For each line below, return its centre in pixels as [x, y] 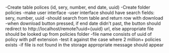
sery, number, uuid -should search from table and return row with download [84, 18]
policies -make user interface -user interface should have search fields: [80, 13]
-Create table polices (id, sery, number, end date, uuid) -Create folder [78, 7]
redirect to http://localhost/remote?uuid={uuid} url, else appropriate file [79, 29]
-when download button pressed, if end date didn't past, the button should [83, 23]
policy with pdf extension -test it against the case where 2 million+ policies [83, 39]
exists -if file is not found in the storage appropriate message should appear [85, 45]
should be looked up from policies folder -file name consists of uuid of [79, 34]
